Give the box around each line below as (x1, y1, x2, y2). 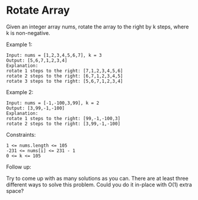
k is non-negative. (6, 29, 50, 36)
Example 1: (6, 41, 33, 48)
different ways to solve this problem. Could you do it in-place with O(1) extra (6, 181, 192, 188)
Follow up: (6, 163, 31, 170)
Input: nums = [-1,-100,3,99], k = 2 (6, 100, 100, 106)
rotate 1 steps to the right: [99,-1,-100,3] (6, 115, 120, 121)
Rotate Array (6, 4, 70, 17)
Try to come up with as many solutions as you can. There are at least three (6, 175, 189, 182)
